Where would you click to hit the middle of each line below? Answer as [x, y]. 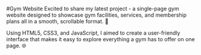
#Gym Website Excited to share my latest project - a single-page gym [93, 9]
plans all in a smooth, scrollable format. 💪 [57, 21]
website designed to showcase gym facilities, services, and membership [97, 15]
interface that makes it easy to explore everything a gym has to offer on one [101, 39]
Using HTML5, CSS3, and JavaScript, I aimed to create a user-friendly [93, 33]
